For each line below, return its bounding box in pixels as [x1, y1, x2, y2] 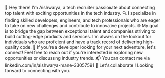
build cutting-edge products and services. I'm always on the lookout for [5, 34, 152, 39]
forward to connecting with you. [5, 68, 70, 73]
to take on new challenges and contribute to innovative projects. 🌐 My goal [5, 23, 159, 28]
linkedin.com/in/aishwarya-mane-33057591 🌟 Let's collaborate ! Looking [5, 62, 154, 68]
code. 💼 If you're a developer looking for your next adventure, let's [20, 44, 156, 50]
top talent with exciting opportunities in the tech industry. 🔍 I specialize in [5, 10, 156, 16]
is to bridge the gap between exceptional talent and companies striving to [5, 28, 156, 34]
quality [5, 44, 19, 50]
